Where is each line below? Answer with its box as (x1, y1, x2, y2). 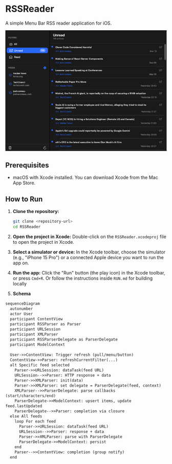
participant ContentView (10, 316, 63, 322)
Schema (12, 290, 31, 297)
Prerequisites (5, 161, 49, 170)
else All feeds (10, 413, 42, 419)
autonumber (10, 306, 33, 311)
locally (12, 280, 27, 287)
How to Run (5, 195, 43, 203)
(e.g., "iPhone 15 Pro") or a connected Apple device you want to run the (12, 254, 164, 260)
